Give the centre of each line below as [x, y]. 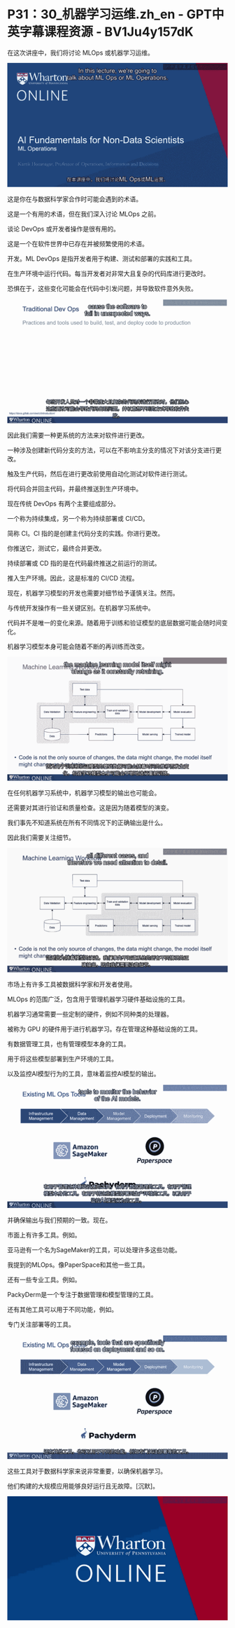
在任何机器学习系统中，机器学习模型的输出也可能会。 [84, 793]
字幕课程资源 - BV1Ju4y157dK [107, 32]
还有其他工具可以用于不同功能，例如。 [62, 1310]
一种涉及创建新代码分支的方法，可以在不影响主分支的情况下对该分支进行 [111, 450]
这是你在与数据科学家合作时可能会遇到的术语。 [74, 199]
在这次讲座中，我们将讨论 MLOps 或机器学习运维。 [80, 53]
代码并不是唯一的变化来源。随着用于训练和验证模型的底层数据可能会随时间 [114, 623]
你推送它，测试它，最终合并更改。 [56, 548]
